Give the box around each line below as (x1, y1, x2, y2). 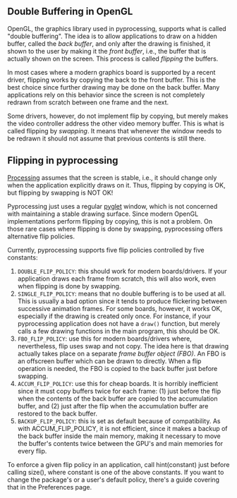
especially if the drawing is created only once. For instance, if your (17, 312, 212, 320)
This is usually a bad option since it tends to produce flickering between (17, 296, 227, 305)
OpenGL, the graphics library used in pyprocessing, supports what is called (7, 24, 227, 32)
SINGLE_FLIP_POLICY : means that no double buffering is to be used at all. (17, 289, 226, 298)
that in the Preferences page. (7, 482, 92, 491)
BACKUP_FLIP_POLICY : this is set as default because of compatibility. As (17, 416, 221, 425)
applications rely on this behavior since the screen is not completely (7, 90, 205, 99)
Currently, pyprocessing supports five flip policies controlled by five (7, 245, 205, 254)
